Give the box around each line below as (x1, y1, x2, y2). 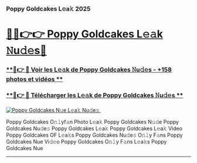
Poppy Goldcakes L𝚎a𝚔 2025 (6, 5, 91, 13)
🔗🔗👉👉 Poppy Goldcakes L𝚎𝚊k (6, 28, 163, 41)
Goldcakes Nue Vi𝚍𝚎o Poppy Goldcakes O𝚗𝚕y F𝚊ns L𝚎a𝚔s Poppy (6, 138, 167, 145)
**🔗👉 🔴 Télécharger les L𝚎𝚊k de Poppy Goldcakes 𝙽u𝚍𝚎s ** (6, 91, 184, 99)
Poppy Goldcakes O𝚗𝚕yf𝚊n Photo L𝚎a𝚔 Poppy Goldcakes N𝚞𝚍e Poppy (6, 118, 179, 125)
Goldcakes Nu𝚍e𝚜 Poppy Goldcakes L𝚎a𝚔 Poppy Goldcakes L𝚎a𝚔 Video (6, 125, 183, 132)
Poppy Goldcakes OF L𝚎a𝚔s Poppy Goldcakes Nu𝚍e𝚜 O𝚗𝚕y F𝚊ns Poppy (6, 131, 183, 139)
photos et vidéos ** (6, 75, 63, 83)
